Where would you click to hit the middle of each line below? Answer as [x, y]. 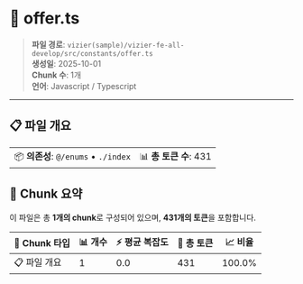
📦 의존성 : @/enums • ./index [72, 156]
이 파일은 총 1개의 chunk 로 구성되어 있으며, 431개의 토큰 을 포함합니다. [133, 217]
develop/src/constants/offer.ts [92, 53]
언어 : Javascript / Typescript [84, 86]
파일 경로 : [48, 44]
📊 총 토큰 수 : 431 [175, 156]
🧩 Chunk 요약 [46, 194]
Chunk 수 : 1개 [56, 75]
